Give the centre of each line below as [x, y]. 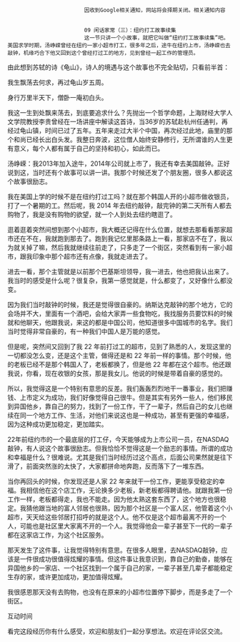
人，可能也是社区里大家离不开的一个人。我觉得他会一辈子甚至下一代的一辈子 [120, 526]
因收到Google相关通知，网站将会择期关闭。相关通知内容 [155, 10]
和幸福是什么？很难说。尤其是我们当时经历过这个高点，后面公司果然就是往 [117, 457]
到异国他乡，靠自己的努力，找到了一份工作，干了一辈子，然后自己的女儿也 [117, 406]
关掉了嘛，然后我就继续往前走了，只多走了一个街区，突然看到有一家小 [123, 247]
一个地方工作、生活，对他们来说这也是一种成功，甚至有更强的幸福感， [129, 415]
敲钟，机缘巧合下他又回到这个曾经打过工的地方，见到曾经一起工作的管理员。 [103, 53]
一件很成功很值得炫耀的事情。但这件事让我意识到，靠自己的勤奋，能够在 [126, 559]
